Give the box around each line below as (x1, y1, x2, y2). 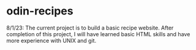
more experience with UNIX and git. (6, 37, 97, 44)
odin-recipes (6, 4, 73, 18)
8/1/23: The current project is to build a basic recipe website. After (6, 24, 174, 31)
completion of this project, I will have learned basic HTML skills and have (6, 30, 190, 37)
